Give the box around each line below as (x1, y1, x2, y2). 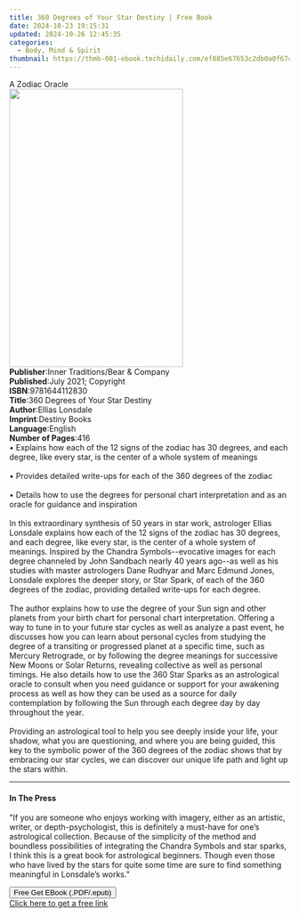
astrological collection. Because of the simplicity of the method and (9, 832, 256, 842)
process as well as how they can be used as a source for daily (9, 688, 238, 699)
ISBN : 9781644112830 (9, 385, 88, 396)
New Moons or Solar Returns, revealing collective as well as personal (9, 660, 263, 670)
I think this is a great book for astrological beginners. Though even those (9, 850, 276, 861)
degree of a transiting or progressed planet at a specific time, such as (9, 641, 265, 651)
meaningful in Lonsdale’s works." (9, 869, 131, 880)
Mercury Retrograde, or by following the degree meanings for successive (9, 651, 279, 661)
